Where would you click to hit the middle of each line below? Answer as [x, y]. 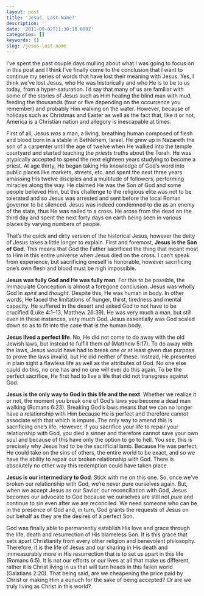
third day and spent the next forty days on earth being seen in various [94, 218]
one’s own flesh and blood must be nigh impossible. [71, 268]
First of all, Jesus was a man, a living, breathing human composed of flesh [100, 133]
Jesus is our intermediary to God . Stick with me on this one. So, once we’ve [102, 477]
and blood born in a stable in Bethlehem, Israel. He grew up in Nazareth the [100, 140]
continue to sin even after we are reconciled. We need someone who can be [102, 503]
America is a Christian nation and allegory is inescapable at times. [89, 121]
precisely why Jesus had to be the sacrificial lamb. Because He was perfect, [102, 446]
